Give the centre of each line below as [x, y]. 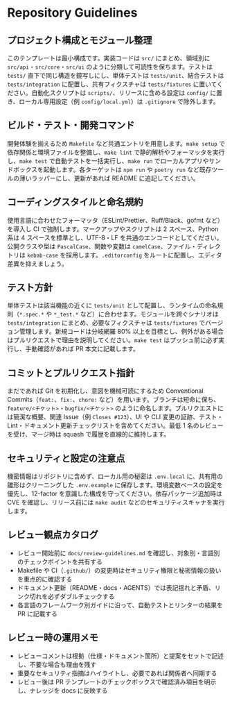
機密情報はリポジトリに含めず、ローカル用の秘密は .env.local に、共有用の [115, 476]
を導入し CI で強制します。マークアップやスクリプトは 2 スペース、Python [113, 229]
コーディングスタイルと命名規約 [75, 202]
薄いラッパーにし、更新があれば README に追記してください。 [109, 178]
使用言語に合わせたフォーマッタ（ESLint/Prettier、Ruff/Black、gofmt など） [115, 220]
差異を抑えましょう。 [37, 263]
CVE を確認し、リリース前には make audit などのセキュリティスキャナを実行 [116, 502]
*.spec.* [32, 315]
